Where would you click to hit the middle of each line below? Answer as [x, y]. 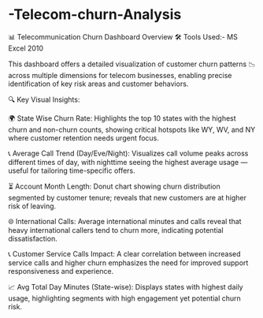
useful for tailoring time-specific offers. [72, 170]
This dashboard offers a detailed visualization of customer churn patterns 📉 [132, 64]
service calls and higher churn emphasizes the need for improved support [128, 263]
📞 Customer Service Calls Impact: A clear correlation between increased [125, 253]
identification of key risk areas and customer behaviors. [98, 84]
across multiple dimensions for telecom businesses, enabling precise [120, 75]
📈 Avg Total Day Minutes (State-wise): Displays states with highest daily [126, 286]
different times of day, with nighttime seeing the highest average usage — [128, 162]
